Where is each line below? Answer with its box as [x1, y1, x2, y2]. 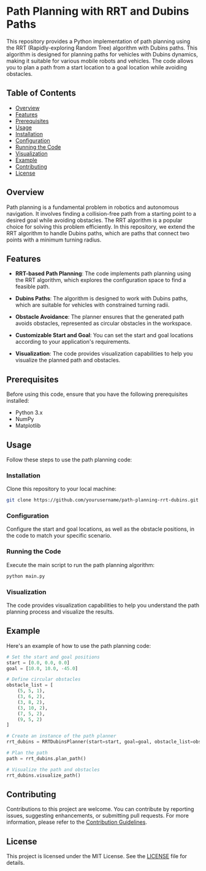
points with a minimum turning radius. [6, 236, 102, 243]
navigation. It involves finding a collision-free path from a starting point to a [6, 210, 196, 217]
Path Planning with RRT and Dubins [6, 4, 189, 18]
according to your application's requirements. [15, 338, 131, 346]
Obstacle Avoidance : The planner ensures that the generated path [15, 313, 185, 321]
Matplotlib [15, 422, 41, 430]
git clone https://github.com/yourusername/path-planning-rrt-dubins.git [6, 497, 199, 503]
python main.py [6, 573, 45, 579]
